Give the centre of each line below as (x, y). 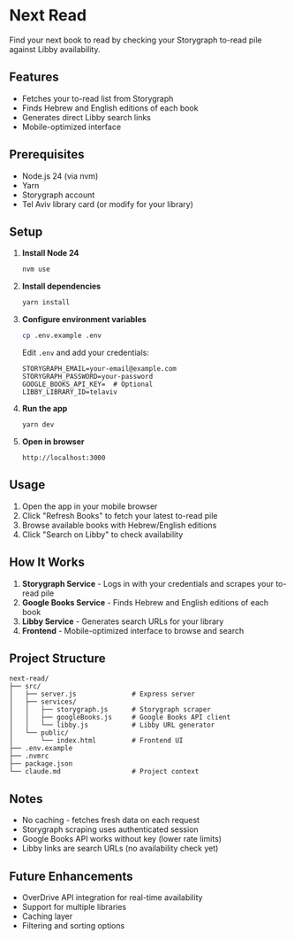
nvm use (36, 270)
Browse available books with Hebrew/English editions (119, 525)
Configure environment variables (84, 320)
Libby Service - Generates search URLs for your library (123, 621)
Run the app (45, 408)
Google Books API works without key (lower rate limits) (122, 839)
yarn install (46, 303)
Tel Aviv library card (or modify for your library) (108, 204)
